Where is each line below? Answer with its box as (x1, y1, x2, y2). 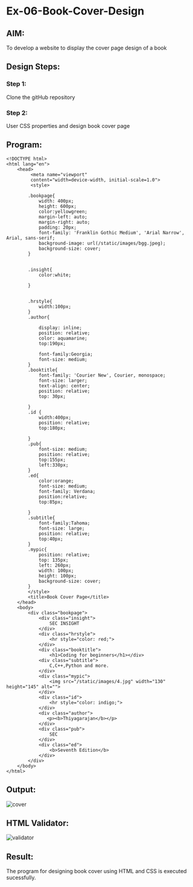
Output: (6, 784, 36, 795)
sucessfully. (6, 874, 36, 882)
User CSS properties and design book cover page (6, 122, 130, 129)
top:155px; (38, 457, 66, 463)
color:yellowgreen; (38, 208, 87, 215)
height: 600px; (38, 203, 77, 209)
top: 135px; (38, 557, 69, 563)
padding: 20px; (38, 224, 77, 230)
